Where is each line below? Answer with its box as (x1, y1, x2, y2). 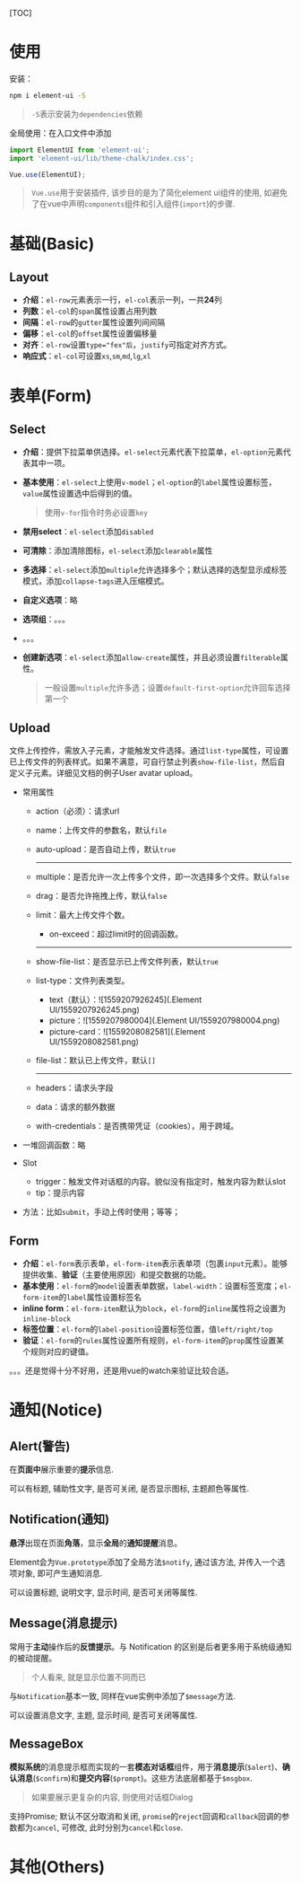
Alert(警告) (9, 1439, 71, 1454)
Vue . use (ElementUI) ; (9, 170, 87, 179)
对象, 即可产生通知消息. (16, 1567, 103, 1579)
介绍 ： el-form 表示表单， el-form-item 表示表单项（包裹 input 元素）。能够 (21, 1258, 288, 1269)
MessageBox (9, 1737, 84, 1752)
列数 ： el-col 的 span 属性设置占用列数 (21, 305, 158, 317)
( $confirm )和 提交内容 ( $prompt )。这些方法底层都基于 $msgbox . (32, 1773, 254, 1783)
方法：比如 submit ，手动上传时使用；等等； (21, 1207, 181, 1218)
